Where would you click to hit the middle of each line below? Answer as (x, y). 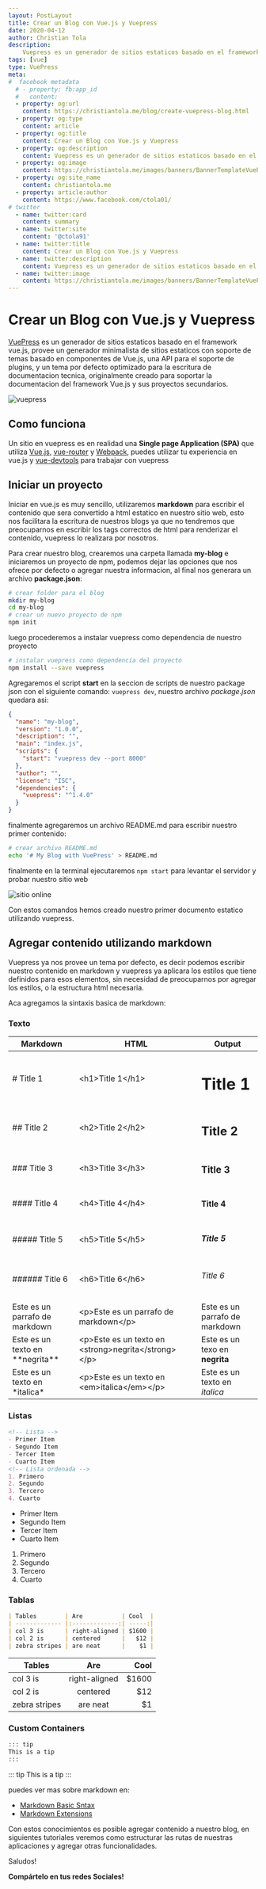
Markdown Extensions (56, 1813)
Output (227, 1044)
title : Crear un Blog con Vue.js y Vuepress (83, 23)
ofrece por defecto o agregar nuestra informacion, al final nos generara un (130, 570)
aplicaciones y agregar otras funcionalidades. (83, 1845)
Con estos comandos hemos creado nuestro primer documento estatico (126, 910)
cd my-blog (26, 608)
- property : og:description (62, 148)
